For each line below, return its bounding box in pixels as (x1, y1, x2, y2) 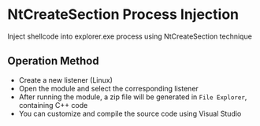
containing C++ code (18, 100, 88, 109)
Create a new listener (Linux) (18, 75, 113, 84)
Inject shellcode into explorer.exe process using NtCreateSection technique (7, 31, 253, 41)
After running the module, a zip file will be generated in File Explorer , (18, 92, 247, 102)
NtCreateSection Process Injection (7, 6, 240, 24)
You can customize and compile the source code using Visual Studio (18, 109, 242, 118)
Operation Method (7, 54, 99, 68)
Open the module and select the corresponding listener (18, 83, 199, 93)
